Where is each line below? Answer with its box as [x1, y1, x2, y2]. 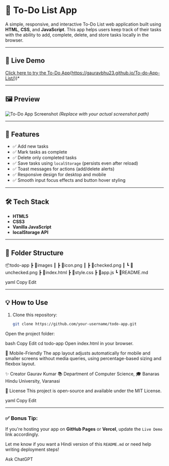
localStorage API [12, 229, 49, 236]
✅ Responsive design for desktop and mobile [12, 172, 107, 178]
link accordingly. [5, 431, 39, 437]
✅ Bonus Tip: [5, 414, 38, 421]
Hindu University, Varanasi [5, 378, 60, 384]
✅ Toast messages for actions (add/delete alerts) [12, 166, 115, 172]
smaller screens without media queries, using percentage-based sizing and [5, 355, 162, 361]
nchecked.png [5, 270, 38, 275]
